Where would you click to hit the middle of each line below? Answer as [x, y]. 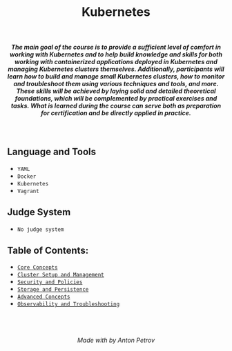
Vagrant [28, 191]
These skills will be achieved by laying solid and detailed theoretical [116, 91]
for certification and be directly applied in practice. [116, 113]
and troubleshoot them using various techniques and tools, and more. [116, 83]
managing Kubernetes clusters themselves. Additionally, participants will [116, 69]
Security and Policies [50, 282]
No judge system [40, 229]
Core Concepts [37, 268]
